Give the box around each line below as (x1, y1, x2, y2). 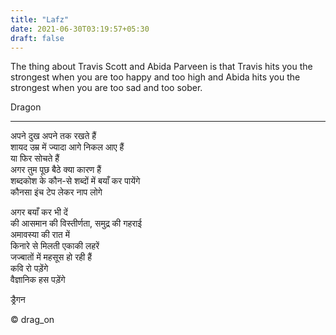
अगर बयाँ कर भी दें (10, 206, 68, 218)
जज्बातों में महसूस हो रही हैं (10, 251, 92, 263)
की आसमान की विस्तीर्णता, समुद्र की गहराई (10, 217, 143, 230)
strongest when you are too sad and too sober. (10, 82, 203, 94)
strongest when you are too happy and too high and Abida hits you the (10, 71, 301, 83)
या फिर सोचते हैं (10, 152, 60, 165)
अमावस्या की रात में (10, 229, 70, 241)
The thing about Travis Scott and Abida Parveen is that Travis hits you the (10, 61, 313, 73)
